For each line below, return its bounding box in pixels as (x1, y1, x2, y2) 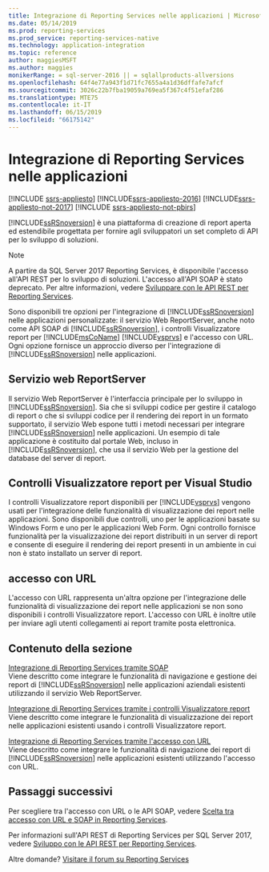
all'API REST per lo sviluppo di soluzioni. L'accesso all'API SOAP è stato (8, 274, 243, 284)
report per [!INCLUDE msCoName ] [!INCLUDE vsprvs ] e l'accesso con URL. (8, 332, 254, 342)
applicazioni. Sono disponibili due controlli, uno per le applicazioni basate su (8, 514, 260, 524)
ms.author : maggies (8, 64, 74, 72)
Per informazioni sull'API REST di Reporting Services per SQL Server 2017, (8, 830, 252, 840)
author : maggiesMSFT (8, 57, 78, 65)
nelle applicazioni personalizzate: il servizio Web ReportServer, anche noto (8, 315, 255, 325)
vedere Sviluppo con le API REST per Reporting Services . (8, 838, 198, 848)
